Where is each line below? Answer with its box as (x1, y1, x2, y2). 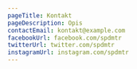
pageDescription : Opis (7, 19, 83, 27)
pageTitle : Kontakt (7, 11, 72, 20)
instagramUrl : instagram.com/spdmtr (7, 48, 129, 56)
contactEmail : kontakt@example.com (7, 26, 126, 34)
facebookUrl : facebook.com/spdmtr (7, 33, 123, 42)
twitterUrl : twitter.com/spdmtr (7, 41, 115, 49)
